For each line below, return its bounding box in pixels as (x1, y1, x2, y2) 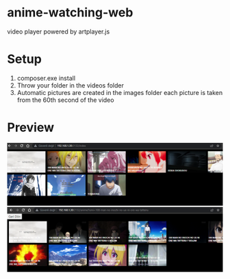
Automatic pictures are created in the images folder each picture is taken (16, 88, 223, 96)
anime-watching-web (7, 5, 133, 21)
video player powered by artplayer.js (7, 27, 110, 36)
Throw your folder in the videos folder (16, 81, 125, 90)
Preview (7, 120, 55, 135)
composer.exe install (16, 74, 76, 82)
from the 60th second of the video (16, 96, 114, 104)
